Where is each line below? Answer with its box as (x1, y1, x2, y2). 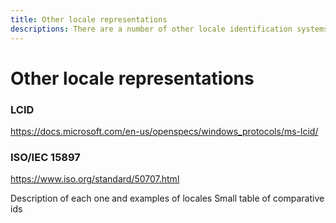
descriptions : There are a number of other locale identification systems (10, 24, 329, 34)
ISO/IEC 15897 (10, 150, 81, 164)
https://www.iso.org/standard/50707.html (10, 173, 180, 185)
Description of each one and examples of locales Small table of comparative (10, 192, 325, 205)
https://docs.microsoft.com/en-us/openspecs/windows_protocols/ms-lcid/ (10, 125, 319, 137)
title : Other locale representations (10, 14, 168, 25)
